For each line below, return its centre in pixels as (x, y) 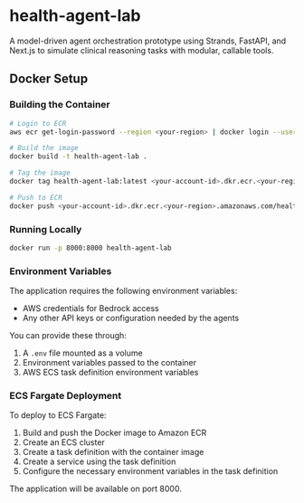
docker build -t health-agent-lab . (78, 157)
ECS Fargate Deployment (66, 396)
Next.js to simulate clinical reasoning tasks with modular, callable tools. (142, 50)
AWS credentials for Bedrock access (91, 308)
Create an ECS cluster (64, 442)
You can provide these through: (68, 336)
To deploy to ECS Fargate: (58, 415)
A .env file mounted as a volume (82, 353)
